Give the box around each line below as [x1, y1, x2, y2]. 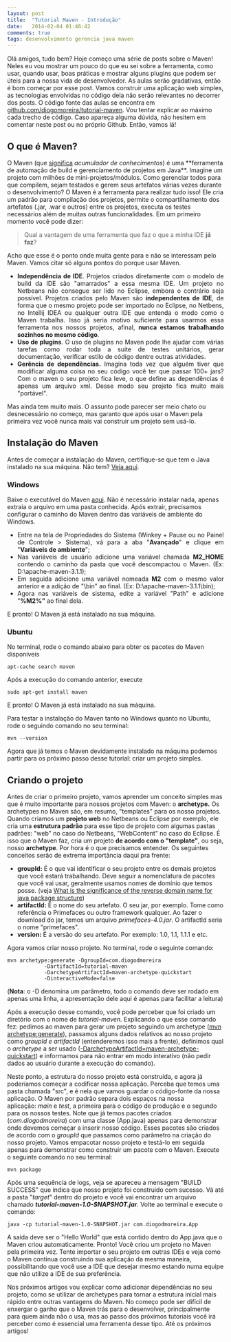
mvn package [7, 1166, 41, 1173]
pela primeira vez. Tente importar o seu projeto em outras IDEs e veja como [7, 1248, 221, 1256]
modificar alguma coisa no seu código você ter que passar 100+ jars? [16, 367, 224, 375]
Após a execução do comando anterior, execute [7, 676, 143, 684]
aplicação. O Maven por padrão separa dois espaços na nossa [7, 1095, 184, 1103]
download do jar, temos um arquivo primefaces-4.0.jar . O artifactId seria [16, 916, 223, 924]
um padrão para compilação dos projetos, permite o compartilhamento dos [7, 195, 220, 203]
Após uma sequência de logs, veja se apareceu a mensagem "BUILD [7, 1179, 201, 1187]
